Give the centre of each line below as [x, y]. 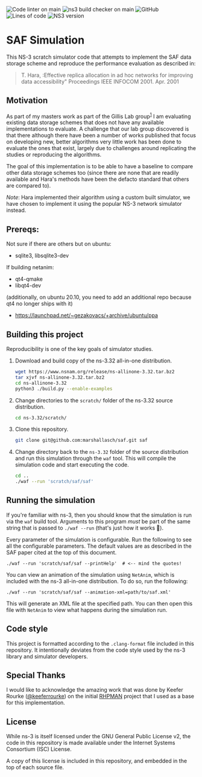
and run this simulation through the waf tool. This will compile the [96, 458]
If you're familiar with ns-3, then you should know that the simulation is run [99, 515]
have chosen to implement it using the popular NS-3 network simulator [94, 204]
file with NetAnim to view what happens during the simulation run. [87, 610]
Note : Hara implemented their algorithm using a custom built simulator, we [98, 197]
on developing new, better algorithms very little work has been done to [94, 142]
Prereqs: [23, 229]
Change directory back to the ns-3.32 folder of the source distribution [102, 452]
